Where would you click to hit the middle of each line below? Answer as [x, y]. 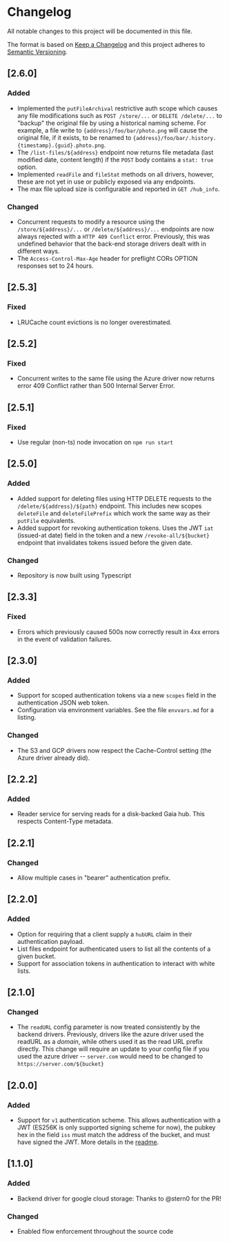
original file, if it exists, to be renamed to [74, 137]
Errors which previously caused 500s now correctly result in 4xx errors [118, 631]
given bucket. [37, 956]
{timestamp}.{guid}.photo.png [61, 146]
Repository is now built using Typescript [74, 575]
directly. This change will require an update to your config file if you [113, 1049]
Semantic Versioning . [37, 52]
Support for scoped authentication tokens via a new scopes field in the [117, 696]
